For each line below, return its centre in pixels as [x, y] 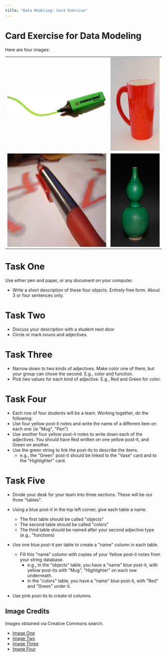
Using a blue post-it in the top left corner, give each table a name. [80, 509]
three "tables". [27, 500]
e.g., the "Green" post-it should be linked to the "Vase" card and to [88, 455]
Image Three [25, 644]
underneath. [40, 575]
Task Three [29, 355]
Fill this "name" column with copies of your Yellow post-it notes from [90, 554]
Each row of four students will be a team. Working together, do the [80, 413]
